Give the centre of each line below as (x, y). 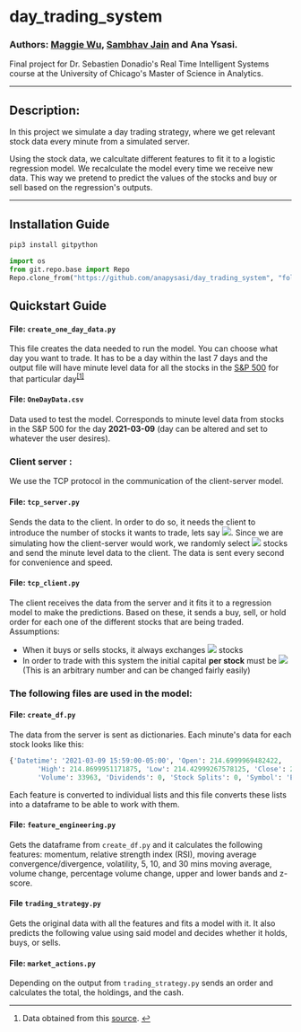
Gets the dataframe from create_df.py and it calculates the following (136, 844)
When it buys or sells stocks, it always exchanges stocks (133, 649)
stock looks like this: (47, 744)
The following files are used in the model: (101, 693)
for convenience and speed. (61, 562)
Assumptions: (34, 631)
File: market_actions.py (52, 963)
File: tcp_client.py (45, 583)
